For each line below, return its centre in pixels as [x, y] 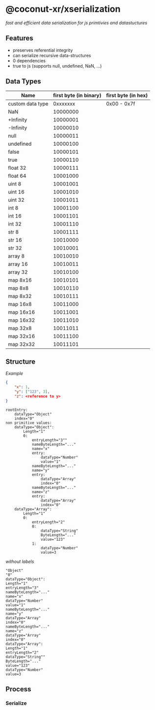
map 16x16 [22, 312]
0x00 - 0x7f [120, 104]
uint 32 [16, 200]
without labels [20, 561]
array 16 [18, 264]
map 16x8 [20, 304]
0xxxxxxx [64, 104]
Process [18, 689]
